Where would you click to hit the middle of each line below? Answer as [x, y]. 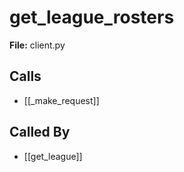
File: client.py [37, 45]
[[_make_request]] [61, 100]
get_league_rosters [92, 17]
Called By [40, 132]
